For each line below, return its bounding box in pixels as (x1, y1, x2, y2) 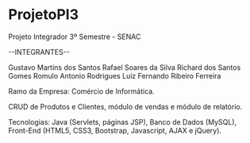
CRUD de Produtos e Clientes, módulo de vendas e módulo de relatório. (8, 102, 243, 111)
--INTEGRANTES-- (8, 47, 70, 56)
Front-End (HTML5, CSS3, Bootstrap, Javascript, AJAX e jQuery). (8, 126, 222, 135)
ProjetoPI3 (8, 6, 79, 24)
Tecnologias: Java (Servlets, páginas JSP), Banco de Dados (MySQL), (8, 117, 237, 126)
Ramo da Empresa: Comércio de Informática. (8, 86, 155, 96)
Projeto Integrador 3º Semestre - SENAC (8, 32, 141, 41)
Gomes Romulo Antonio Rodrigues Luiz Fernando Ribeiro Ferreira (8, 71, 221, 80)
